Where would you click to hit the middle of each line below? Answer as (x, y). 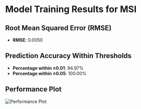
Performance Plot (33, 89)
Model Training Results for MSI (71, 9)
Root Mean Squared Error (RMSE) (58, 28)
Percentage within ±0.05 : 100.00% (49, 73)
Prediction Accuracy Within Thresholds (68, 56)
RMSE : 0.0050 (27, 40)
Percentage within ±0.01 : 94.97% (48, 68)
